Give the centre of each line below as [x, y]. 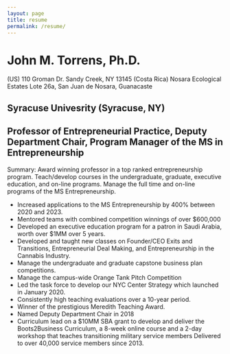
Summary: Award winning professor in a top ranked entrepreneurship [105, 169]
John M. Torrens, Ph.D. [74, 60]
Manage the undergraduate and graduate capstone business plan [110, 263]
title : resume [27, 20]
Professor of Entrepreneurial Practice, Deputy [107, 131]
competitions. [36, 270]
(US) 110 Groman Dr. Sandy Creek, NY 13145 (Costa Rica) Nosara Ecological [114, 79]
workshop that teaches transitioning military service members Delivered [119, 335]
